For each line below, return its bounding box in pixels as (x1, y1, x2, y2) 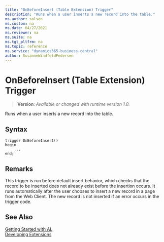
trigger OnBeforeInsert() (5, 138, 58, 143)
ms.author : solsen (5, 16, 43, 21)
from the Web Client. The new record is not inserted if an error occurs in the (5, 193, 160, 199)
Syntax (5, 125, 28, 133)
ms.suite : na (5, 35, 32, 40)
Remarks (5, 164, 33, 173)
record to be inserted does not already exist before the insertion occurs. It (5, 183, 155, 189)
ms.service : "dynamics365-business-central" (5, 48, 98, 53)
